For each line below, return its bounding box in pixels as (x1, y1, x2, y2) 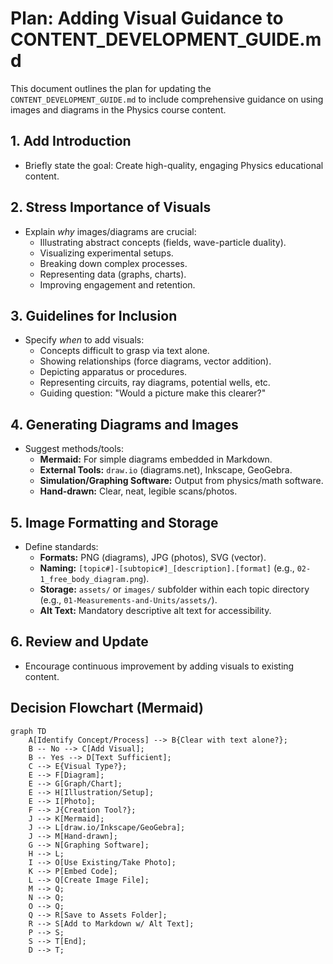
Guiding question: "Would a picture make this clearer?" (39, 387, 267, 399)
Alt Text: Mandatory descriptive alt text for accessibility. (39, 605, 272, 616)
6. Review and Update (10, 633, 149, 651)
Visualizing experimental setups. (39, 247, 174, 259)
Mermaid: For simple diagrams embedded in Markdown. (39, 453, 273, 466)
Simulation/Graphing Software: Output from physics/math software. (39, 475, 324, 487)
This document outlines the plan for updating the (10, 82, 212, 94)
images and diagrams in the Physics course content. (10, 103, 227, 116)
